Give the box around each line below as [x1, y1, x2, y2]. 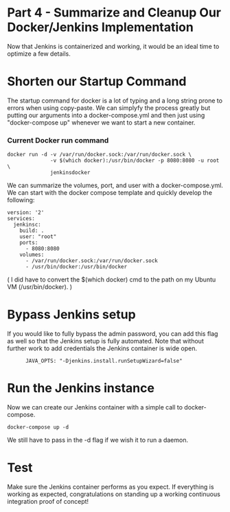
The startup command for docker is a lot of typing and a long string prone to [7, 96, 223, 105]
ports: [19, 239, 38, 246]
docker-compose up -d [7, 424, 69, 431]
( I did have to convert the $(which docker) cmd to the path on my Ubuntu [7, 275, 216, 284]
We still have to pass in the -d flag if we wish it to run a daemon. [7, 436, 189, 445]
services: [7, 215, 36, 222]
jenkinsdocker [50, 169, 91, 176]
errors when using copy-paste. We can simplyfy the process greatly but [7, 103, 211, 111]
